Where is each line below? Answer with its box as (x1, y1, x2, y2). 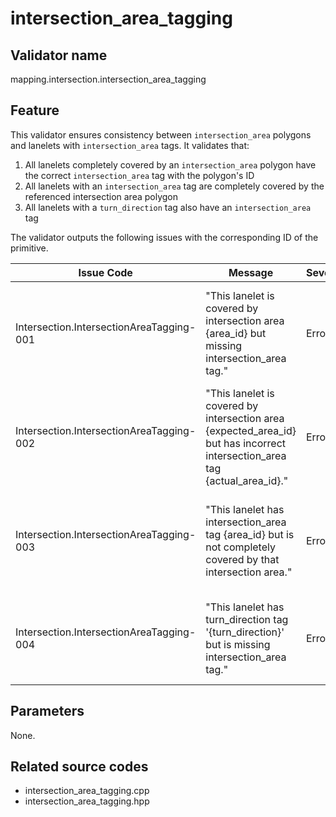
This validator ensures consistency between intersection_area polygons (10, 128, 312, 141)
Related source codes (10, 758, 149, 776)
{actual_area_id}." (205, 473, 289, 487)
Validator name (10, 47, 108, 64)
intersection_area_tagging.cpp (24, 785, 150, 797)
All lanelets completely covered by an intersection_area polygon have (24, 158, 317, 171)
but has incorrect (205, 436, 287, 450)
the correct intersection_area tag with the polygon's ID (24, 169, 255, 181)
